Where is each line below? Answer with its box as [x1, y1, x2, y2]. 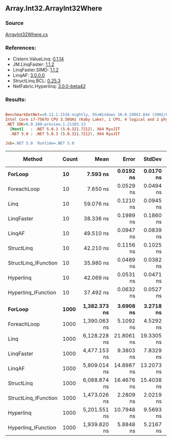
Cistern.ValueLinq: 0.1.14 [12, 56, 64, 62]
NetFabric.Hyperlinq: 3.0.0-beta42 [12, 83, 86, 89]
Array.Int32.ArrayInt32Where [5, 4, 102, 13]
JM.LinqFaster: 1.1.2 [12, 61, 55, 67]
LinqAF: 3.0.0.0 [12, 72, 45, 78]
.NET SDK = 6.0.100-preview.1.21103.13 [5, 122, 86, 127]
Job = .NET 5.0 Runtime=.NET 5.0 [5, 140, 74, 146]
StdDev [143, 155, 162, 163]
